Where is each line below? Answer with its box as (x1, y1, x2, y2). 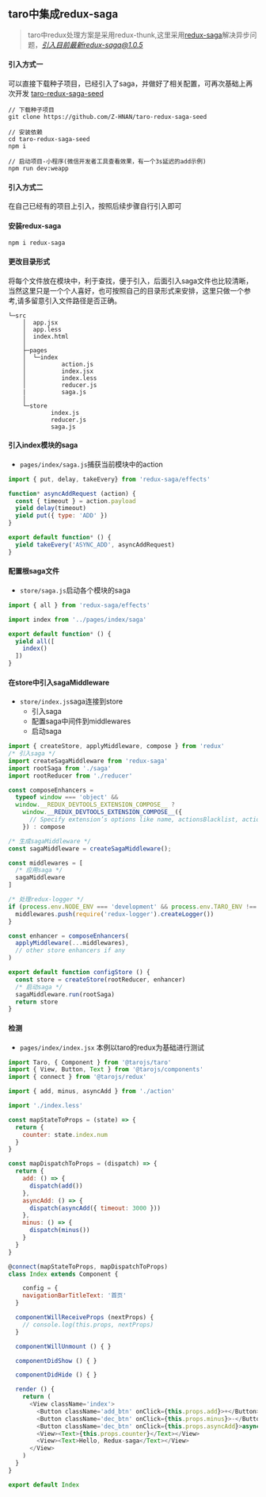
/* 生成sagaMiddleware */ (8, 837, 91, 845)
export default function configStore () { (8, 969, 150, 977)
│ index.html (22, 332, 69, 340)
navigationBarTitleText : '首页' (22, 1292, 127, 1299)
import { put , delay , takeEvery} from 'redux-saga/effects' (8, 475, 211, 483)
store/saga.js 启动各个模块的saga (19, 585, 131, 595)
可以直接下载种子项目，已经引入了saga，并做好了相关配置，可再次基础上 (8, 79, 246, 89)
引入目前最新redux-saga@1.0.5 (41, 40, 144, 49)
